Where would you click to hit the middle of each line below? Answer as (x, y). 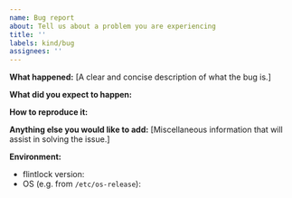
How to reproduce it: (49, 112)
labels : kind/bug (42, 43)
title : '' (28, 34)
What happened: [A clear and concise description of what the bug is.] (140, 77)
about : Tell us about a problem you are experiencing (113, 26)
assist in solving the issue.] (60, 139)
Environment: (35, 157)
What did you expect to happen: (71, 95)
